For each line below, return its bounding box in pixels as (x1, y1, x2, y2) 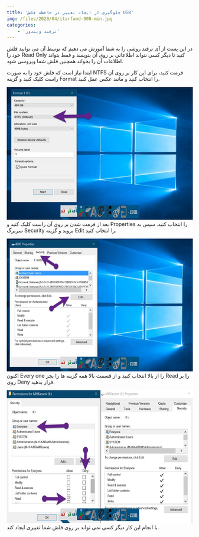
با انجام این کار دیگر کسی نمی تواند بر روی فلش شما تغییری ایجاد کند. (6, 524, 159, 531)
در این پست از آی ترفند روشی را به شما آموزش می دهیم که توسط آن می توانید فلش (6, 45, 193, 53)
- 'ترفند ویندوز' (17, 28, 60, 34)
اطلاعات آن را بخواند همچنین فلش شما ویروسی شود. (6, 58, 123, 65)
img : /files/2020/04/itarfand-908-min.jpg (6, 15, 113, 22)
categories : (6, 22, 36, 28)
